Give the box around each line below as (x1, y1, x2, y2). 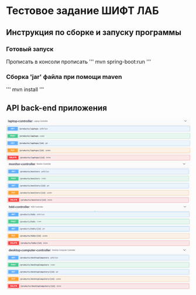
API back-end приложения (6, 103, 107, 113)
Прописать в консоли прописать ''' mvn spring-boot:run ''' (6, 58, 152, 65)
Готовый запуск (6, 45, 54, 53)
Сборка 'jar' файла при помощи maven (6, 72, 122, 81)
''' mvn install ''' (6, 86, 44, 93)
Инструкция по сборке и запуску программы (6, 27, 181, 37)
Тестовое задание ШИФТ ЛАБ (6, 4, 159, 18)
